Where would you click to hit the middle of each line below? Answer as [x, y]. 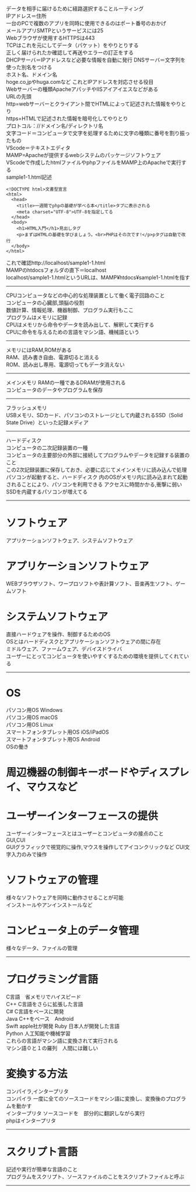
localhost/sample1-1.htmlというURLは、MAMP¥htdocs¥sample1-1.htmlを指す [98, 277]
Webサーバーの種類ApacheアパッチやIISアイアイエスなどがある [82, 89]
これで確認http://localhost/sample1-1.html [56, 263]
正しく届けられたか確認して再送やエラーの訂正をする [70, 52]
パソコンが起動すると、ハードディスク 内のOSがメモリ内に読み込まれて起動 [97, 477]
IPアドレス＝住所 [26, 16]
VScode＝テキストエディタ [38, 148]
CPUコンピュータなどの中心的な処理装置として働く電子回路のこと [85, 295]
